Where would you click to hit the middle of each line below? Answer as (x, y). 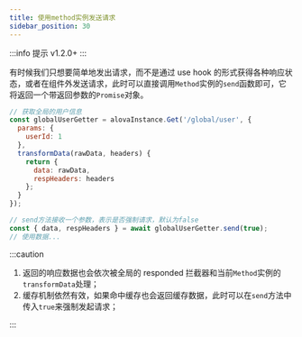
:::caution (27, 254)
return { (42, 162)
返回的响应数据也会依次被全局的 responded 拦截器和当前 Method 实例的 (151, 272)
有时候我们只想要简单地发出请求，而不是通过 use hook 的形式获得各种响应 (147, 72)
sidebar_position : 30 (50, 26)
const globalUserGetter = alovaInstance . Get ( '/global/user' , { (131, 120)
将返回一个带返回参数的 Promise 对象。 (79, 95)
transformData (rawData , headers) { (84, 153)
